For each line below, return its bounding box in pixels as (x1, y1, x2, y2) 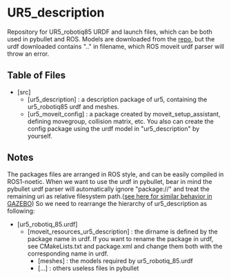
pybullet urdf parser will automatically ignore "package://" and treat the (7, 185, 210, 193)
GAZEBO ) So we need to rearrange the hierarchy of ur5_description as (7, 199, 208, 207)
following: (7, 207, 35, 215)
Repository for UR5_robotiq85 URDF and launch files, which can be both (7, 28, 212, 36)
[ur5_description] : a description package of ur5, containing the (27, 95, 208, 103)
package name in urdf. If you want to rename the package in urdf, (27, 234, 214, 242)
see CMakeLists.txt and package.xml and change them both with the (27, 242, 223, 250)
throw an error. (7, 50, 50, 58)
